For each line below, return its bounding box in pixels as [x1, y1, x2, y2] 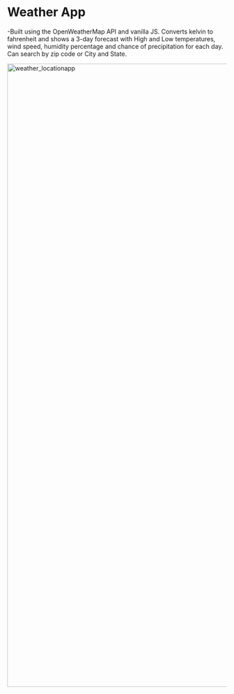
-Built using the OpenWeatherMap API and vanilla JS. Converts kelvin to [7, 27, 214, 36]
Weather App [7, 4, 86, 20]
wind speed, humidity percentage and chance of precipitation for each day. [7, 42, 224, 50]
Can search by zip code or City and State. [7, 50, 127, 58]
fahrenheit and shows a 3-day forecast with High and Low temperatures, [7, 34, 216, 43]
